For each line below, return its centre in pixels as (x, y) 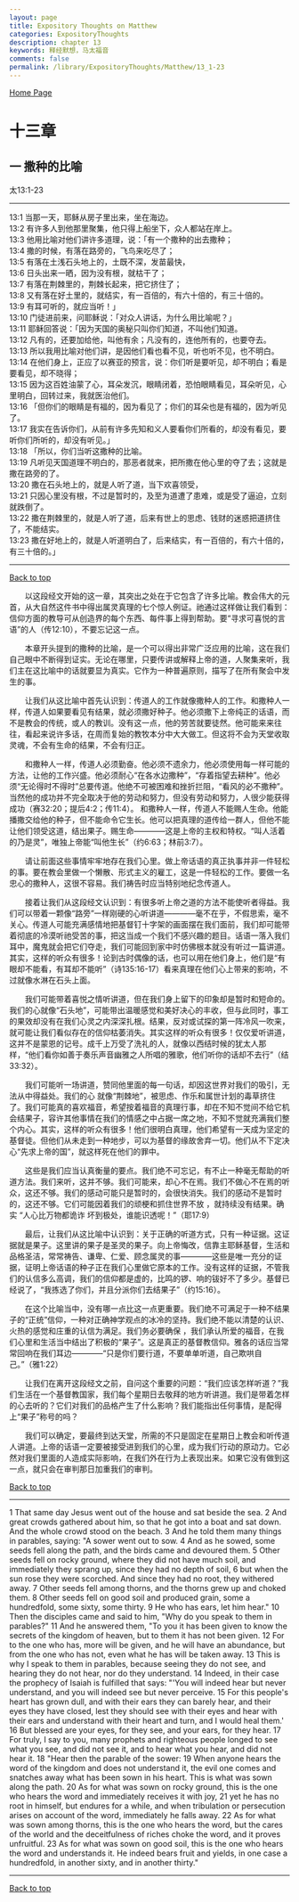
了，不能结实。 (36, 529)
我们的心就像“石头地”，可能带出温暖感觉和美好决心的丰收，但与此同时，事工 (149, 1010)
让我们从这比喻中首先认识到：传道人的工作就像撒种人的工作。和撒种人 (154, 700)
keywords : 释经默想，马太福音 (59, 51)
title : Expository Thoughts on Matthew (83, 26)
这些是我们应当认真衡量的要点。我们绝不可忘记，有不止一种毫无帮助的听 (158, 1170)
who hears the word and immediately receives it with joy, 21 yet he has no (144, 1796)
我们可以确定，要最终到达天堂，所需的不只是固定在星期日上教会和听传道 (158, 1435)
